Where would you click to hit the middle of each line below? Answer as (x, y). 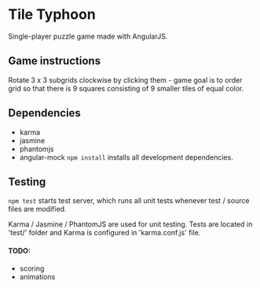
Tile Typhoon (52, 15)
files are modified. (37, 209)
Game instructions (54, 61)
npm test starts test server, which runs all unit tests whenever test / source (129, 201)
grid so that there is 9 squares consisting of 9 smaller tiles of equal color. (126, 88)
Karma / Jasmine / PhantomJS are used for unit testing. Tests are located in (130, 224)
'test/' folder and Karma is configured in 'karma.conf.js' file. (104, 233)
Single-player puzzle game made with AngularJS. (88, 36)
